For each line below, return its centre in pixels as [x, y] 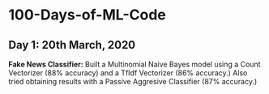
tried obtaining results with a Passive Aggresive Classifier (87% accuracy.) [133, 81]
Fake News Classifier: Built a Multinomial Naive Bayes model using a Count [134, 64]
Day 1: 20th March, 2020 [72, 45]
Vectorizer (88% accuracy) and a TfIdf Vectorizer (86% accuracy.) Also [128, 73]
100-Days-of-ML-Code [87, 15]
